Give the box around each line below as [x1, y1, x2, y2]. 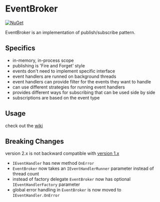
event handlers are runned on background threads [12, 73, 116, 79]
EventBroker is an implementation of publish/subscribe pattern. [5, 29, 135, 35]
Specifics [5, 44, 35, 53]
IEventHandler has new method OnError [12, 160, 94, 166]
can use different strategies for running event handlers [12, 84, 125, 90]
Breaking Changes [5, 137, 64, 146]
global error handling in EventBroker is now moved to [12, 187, 121, 193]
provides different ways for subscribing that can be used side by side [12, 89, 155, 95]
